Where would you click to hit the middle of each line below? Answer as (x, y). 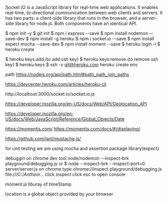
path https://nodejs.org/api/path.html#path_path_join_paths (67, 74)
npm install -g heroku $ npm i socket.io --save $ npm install (92, 38)
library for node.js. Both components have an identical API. (76, 23)
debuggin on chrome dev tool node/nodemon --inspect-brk (67, 158)
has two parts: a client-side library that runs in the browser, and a (73, 18)
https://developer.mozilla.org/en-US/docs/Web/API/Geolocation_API (76, 104)
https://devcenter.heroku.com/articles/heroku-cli (56, 84)
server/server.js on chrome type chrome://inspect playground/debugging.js (84, 169)
